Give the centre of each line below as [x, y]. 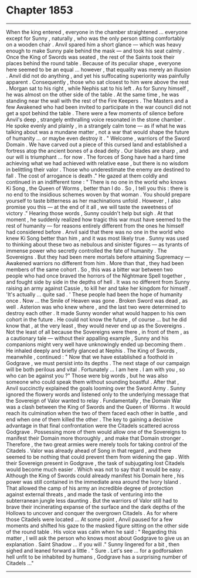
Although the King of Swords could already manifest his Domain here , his [95, 475]
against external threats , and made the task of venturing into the [84, 494]
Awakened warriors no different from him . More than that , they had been [95, 263]
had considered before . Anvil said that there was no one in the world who [95, 232]
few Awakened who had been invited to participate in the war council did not [98, 107]
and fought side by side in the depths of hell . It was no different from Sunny [98, 282]
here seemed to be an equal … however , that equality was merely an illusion [98, 69]
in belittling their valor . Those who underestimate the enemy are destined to [98, 169]
